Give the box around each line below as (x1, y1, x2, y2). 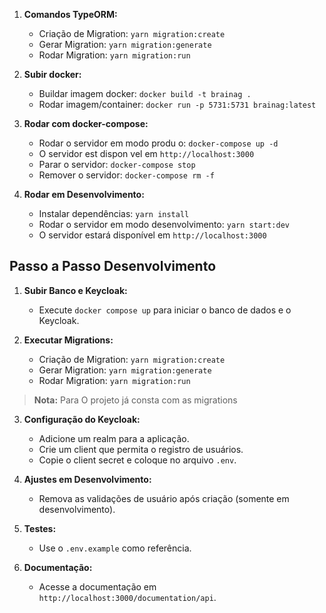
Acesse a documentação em (38, 580, 157, 593)
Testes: (23, 522, 57, 534)
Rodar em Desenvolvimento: (23, 189, 145, 200)
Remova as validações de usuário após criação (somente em (38, 492, 290, 504)
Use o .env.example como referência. (38, 542, 192, 554)
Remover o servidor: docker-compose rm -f (38, 169, 215, 181)
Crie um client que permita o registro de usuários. (38, 443, 244, 455)
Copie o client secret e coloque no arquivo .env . (38, 454, 237, 466)
